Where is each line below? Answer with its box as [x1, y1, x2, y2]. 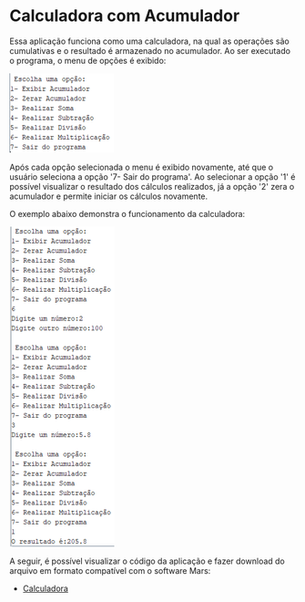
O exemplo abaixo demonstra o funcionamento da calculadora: [9, 208, 246, 219]
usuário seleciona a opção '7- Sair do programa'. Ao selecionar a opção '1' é [9, 171, 296, 182]
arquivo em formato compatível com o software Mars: [9, 565, 211, 576]
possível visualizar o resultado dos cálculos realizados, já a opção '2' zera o [9, 181, 295, 192]
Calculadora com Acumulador [9, 5, 240, 26]
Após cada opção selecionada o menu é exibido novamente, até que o [9, 161, 274, 172]
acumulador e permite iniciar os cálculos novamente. [9, 191, 208, 202]
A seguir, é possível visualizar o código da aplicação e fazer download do [9, 555, 285, 566]
